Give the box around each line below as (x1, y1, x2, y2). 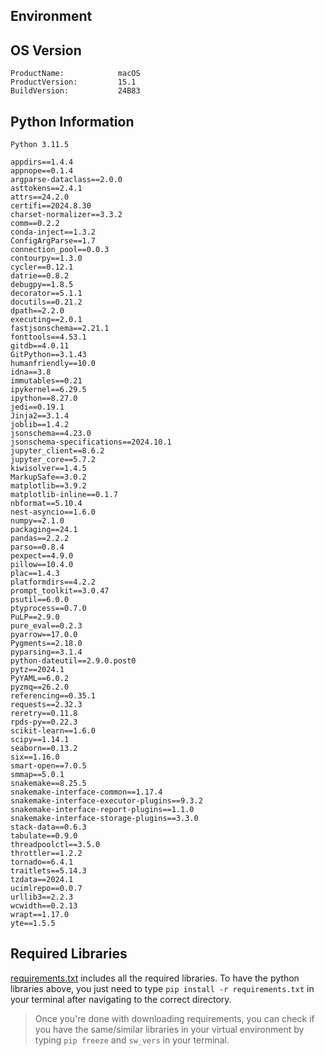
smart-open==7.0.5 (10, 761, 87, 771)
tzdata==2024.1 (10, 875, 74, 885)
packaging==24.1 (10, 525, 78, 535)
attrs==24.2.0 (10, 192, 70, 203)
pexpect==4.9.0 (10, 551, 74, 561)
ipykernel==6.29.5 (10, 385, 87, 395)
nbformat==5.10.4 (10, 499, 83, 509)
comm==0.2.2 (10, 219, 60, 229)
